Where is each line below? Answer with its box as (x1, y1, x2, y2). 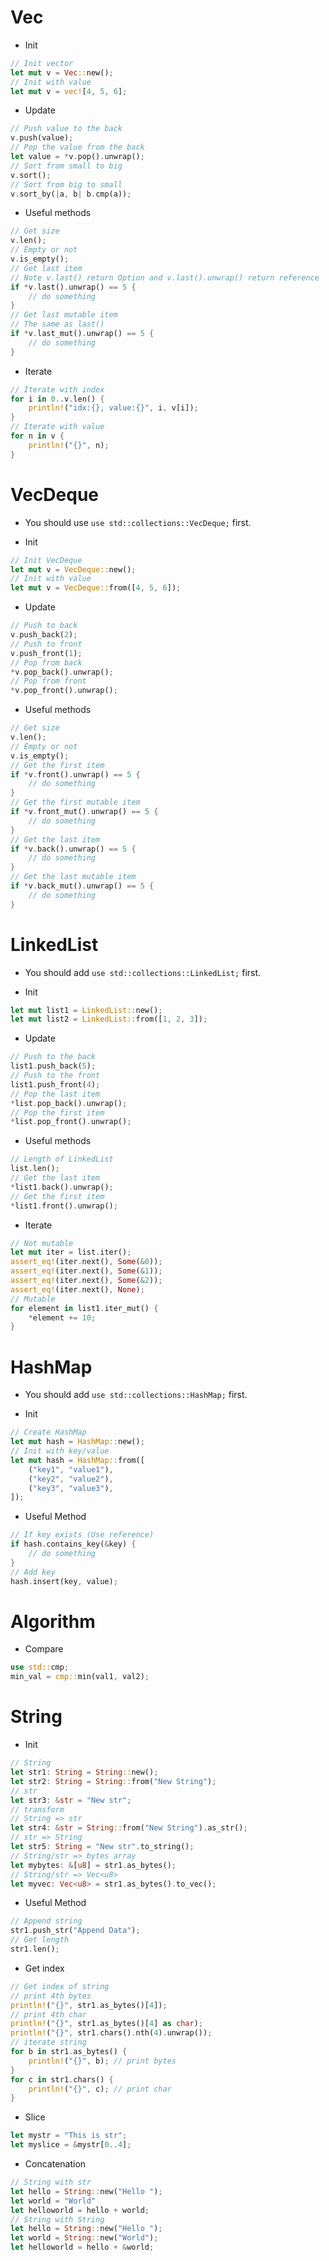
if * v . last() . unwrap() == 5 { (10, 282, 137, 292)
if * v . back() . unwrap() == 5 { (10, 844, 137, 854)
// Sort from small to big (10, 161, 123, 171)
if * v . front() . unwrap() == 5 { (10, 769, 141, 780)
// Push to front (10, 639, 83, 649)
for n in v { (10, 431, 65, 441)
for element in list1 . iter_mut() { (10, 1303, 159, 1313)
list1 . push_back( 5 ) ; (10, 1061, 97, 1071)
